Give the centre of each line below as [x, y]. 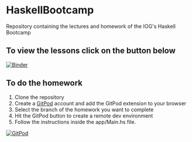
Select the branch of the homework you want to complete [84, 109]
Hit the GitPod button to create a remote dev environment [84, 116]
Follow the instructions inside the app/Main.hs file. [75, 122]
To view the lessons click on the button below [91, 51]
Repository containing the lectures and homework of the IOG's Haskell [91, 26]
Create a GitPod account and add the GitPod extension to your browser [100, 103]
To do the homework [44, 83]
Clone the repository [39, 97]
